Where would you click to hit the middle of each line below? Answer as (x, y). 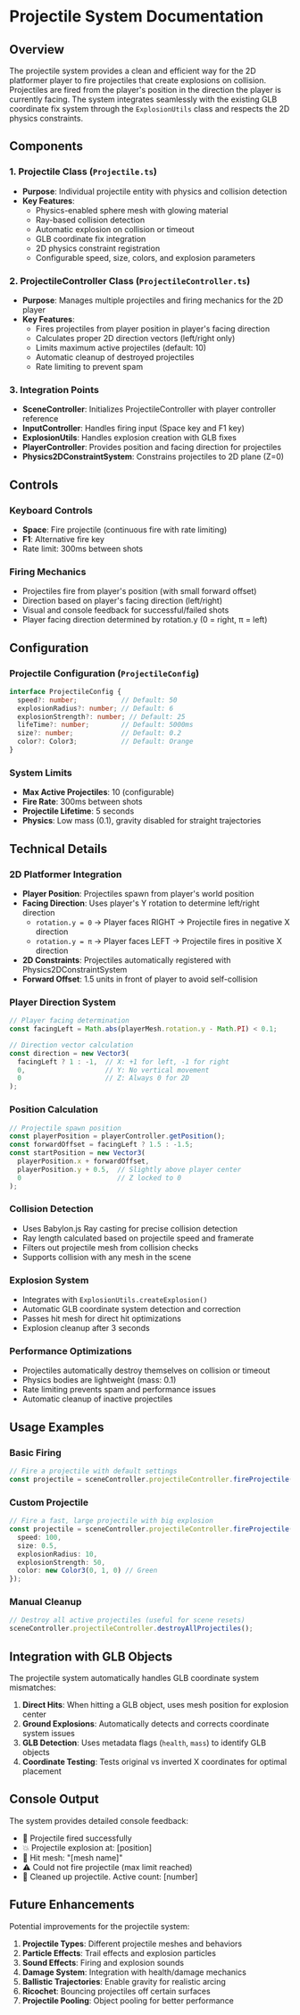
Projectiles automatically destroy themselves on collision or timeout (146, 1371)
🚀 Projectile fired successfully (77, 1838)
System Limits (41, 773)
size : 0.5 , (37, 1546)
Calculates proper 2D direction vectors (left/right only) (135, 338)
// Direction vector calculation (71, 1045)
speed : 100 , (40, 1537)
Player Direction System (62, 1002)
